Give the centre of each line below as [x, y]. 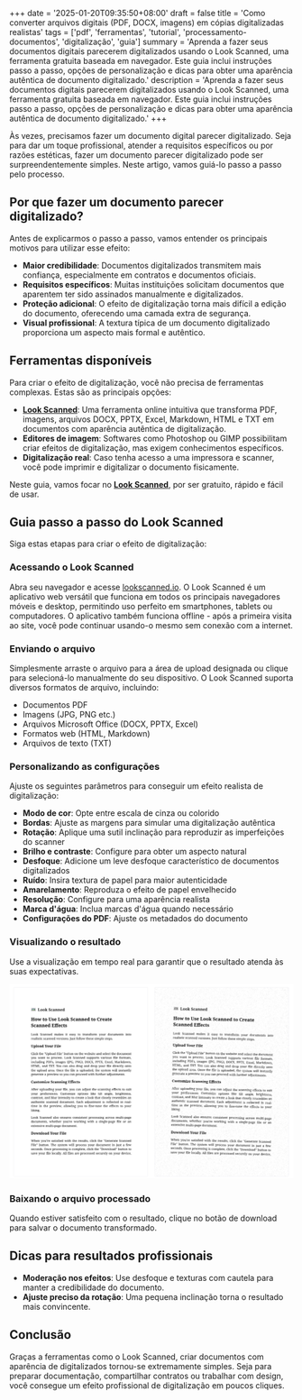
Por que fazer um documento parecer [116, 202]
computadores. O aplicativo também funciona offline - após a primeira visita [151, 616]
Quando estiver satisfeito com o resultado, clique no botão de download [143, 1218]
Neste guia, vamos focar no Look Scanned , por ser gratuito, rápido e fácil [146, 484]
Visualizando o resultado [65, 942]
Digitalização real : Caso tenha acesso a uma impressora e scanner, [148, 457]
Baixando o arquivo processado [80, 1198]
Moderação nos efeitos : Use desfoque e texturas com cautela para [148, 1277]
